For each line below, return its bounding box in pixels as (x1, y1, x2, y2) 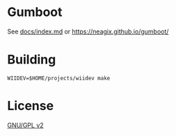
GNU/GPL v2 (7, 121, 44, 129)
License (7, 98, 54, 114)
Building (7, 52, 56, 68)
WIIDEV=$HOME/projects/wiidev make (7, 75, 111, 82)
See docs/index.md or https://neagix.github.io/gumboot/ (7, 27, 169, 36)
